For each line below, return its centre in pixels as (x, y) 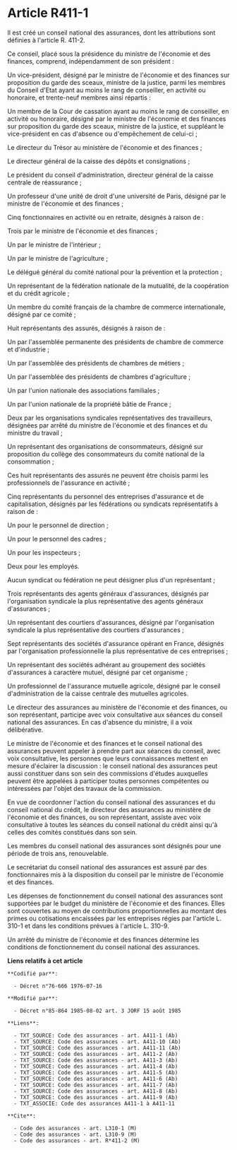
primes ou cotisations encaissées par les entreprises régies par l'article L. (115, 918)
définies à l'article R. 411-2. (47, 40)
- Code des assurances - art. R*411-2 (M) (77, 1140)
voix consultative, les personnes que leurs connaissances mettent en (108, 758)
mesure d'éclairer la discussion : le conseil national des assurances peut (113, 765)
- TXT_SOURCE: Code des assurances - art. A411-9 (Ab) (96, 1097)
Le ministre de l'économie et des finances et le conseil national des (105, 743)
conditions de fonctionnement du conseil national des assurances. (104, 947)
